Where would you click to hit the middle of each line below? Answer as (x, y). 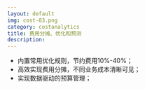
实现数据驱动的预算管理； (54, 78)
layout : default (31, 14)
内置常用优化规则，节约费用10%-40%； (75, 61)
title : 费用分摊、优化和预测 (44, 33)
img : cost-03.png (33, 20)
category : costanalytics (43, 27)
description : (26, 40)
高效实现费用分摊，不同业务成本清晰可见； (79, 69)
